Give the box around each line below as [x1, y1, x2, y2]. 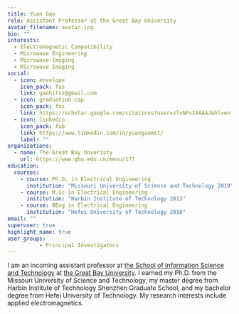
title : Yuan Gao [7, 10, 55, 18]
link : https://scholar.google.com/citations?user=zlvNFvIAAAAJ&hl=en [20, 109, 231, 117]
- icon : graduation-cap [14, 97, 84, 104]
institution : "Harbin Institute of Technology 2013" [26, 195, 186, 202]
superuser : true [7, 222, 55, 229]
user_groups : [7, 235, 46, 242]
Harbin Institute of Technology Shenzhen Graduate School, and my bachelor [7, 283, 231, 292]
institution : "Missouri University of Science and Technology [26, 182, 215, 189]
